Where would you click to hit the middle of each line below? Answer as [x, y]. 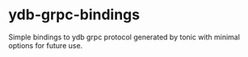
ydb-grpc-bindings [74, 15]
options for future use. [46, 45]
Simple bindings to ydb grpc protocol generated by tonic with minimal [124, 37]
